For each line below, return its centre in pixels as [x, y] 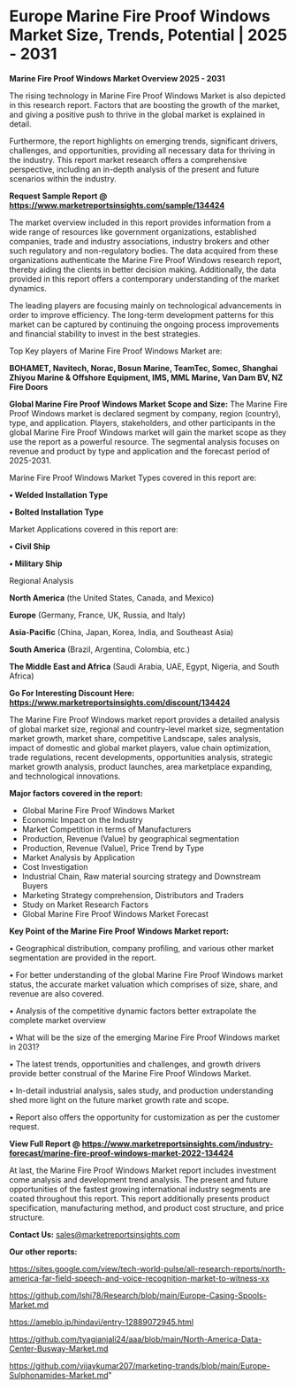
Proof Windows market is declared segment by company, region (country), [145, 413]
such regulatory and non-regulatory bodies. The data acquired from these [144, 251]
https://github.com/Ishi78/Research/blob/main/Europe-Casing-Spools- [138, 1295]
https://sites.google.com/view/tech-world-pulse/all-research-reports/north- [148, 1269]
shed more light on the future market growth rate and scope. [119, 1099]
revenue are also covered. [57, 993]
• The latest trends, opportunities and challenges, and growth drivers [135, 1064]
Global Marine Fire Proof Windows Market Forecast [115, 913]
